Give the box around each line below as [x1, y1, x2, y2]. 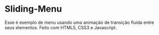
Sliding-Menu [4, 3, 62, 15]
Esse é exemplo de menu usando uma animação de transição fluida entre [4, 19, 155, 25]
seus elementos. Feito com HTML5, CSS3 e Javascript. [4, 24, 117, 30]
